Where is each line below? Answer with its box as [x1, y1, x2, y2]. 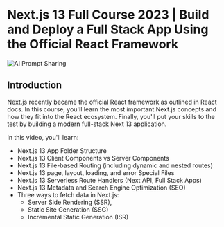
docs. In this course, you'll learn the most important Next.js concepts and [7, 105, 217, 113]
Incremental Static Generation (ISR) [27, 212, 129, 221]
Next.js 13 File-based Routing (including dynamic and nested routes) [17, 161, 214, 170]
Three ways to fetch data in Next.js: [17, 190, 119, 199]
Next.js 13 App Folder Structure [17, 146, 107, 155]
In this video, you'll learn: [7, 133, 79, 141]
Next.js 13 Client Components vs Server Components [17, 154, 170, 162]
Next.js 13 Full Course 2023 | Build [7, 7, 209, 23]
